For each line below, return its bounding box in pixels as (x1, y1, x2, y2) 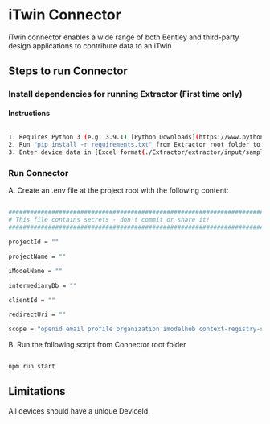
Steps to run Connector (8, 64, 129, 78)
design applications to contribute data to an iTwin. (8, 40, 174, 50)
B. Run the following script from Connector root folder (8, 340, 186, 350)
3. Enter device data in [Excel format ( (8, 148, 146, 156)
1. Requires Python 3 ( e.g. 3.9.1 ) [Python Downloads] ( (8, 133, 199, 142)
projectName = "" (8, 252, 67, 260)
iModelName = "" (8, 267, 63, 275)
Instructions (8, 108, 51, 118)
